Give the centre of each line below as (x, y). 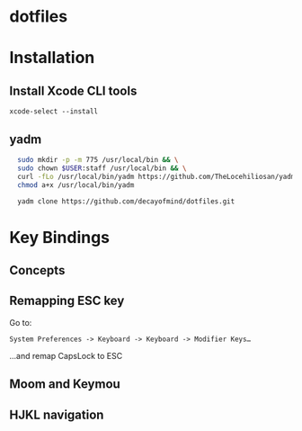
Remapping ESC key (67, 301)
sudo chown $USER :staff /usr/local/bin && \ (102, 168)
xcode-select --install (54, 112)
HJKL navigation (57, 414)
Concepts (37, 270)
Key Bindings (60, 237)
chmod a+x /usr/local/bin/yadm (76, 185)
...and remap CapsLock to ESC (66, 355)
